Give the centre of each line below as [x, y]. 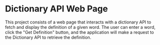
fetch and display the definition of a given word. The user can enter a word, [80, 27]
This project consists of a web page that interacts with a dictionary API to [78, 22]
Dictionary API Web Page [56, 9]
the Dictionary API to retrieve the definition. [48, 37]
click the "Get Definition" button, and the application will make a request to [80, 32]
